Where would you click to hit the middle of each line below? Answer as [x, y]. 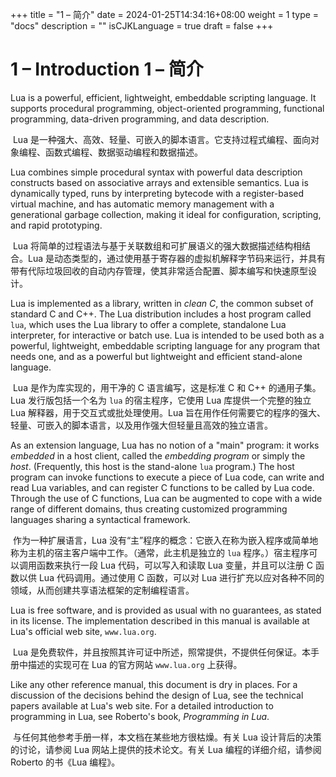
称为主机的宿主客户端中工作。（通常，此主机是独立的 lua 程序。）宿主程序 [160, 552]
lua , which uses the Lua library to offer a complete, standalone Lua [148, 324]
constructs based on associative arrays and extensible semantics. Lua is [159, 182]
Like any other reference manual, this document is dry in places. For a [154, 684]
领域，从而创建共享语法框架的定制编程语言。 [102, 590]
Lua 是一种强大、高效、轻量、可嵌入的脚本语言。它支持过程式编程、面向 [161, 139]
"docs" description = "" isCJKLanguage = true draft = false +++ [142, 26]
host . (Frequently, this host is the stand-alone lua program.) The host [152, 466]
